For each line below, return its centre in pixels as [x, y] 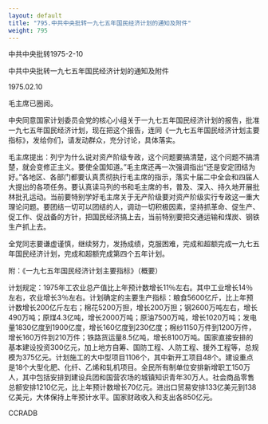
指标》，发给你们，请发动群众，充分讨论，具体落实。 [94, 140]
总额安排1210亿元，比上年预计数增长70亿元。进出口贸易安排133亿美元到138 [132, 387]
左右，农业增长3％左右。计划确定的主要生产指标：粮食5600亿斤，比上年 [128, 298]
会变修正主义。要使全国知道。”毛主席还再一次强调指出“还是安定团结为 [142, 167]
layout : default [35, 16]
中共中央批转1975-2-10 [46, 54]
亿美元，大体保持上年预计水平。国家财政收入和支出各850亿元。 [112, 397]
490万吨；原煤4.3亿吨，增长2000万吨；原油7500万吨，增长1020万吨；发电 [133, 318]
